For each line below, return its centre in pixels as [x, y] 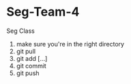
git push [28, 73]
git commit [31, 66]
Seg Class [20, 31]
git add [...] [32, 58]
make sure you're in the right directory [70, 44]
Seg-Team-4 [43, 12]
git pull [26, 51]
